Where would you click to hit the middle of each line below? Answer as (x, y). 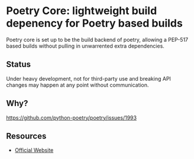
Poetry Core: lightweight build (82, 11)
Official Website (34, 150)
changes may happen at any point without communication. (77, 85)
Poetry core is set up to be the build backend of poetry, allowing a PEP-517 (97, 39)
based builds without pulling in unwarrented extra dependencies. (85, 46)
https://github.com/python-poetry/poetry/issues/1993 (72, 117)
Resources (26, 136)
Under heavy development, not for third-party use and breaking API (89, 78)
